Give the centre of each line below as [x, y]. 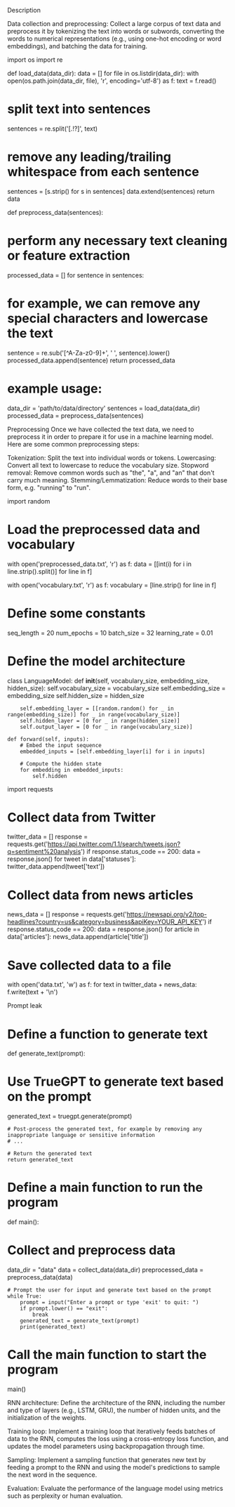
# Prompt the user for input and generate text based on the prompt [109, 1290]
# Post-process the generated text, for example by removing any [105, 1129]
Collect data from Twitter [81, 817]
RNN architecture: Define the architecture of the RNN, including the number [116, 1403]
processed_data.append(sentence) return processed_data [91, 360]
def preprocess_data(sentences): [55, 212]
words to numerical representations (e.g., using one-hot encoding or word [115, 39]
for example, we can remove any [104, 303]
